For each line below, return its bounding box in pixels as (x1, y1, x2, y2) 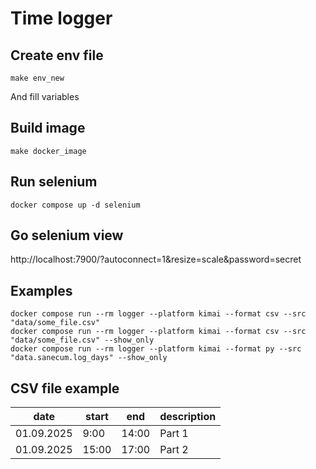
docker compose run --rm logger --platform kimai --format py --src (10, 344, 302, 354)
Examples (10, 282, 73, 299)
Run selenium (10, 173, 98, 191)
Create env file (10, 47, 104, 64)
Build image (10, 120, 86, 137)
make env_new (10, 73, 65, 83)
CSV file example (10, 380, 120, 397)
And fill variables (10, 91, 80, 102)
